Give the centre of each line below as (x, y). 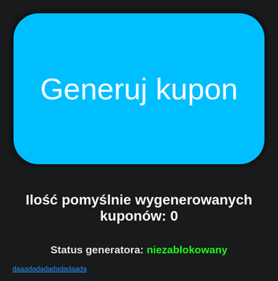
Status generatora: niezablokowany (139, 250)
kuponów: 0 (139, 216)
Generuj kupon (139, 89)
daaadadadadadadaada (49, 269)
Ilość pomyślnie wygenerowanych (139, 200)
